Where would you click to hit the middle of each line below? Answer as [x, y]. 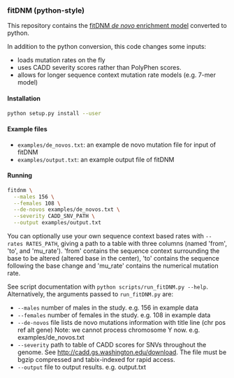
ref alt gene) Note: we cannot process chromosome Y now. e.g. [109, 330]
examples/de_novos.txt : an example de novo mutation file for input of [117, 145]
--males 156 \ [34, 197]
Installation [24, 98]
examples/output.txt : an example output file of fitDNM [96, 159]
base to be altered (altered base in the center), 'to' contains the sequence [114, 259]
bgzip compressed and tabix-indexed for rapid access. [96, 360]
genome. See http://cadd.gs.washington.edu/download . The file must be [122, 352]
